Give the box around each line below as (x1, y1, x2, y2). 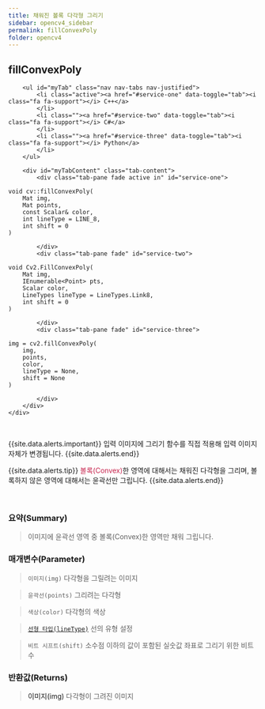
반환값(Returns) (8, 672, 69, 683)
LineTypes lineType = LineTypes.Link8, (22, 292, 154, 300)
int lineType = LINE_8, (22, 215, 101, 224)
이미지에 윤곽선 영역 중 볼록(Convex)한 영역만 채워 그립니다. (27, 532, 214, 541)
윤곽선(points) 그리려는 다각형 (27, 590, 121, 599)
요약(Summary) (8, 512, 68, 523)
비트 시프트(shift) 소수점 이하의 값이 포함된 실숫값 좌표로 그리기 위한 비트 (27, 640, 255, 650)
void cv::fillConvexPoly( (8, 187, 93, 196)
